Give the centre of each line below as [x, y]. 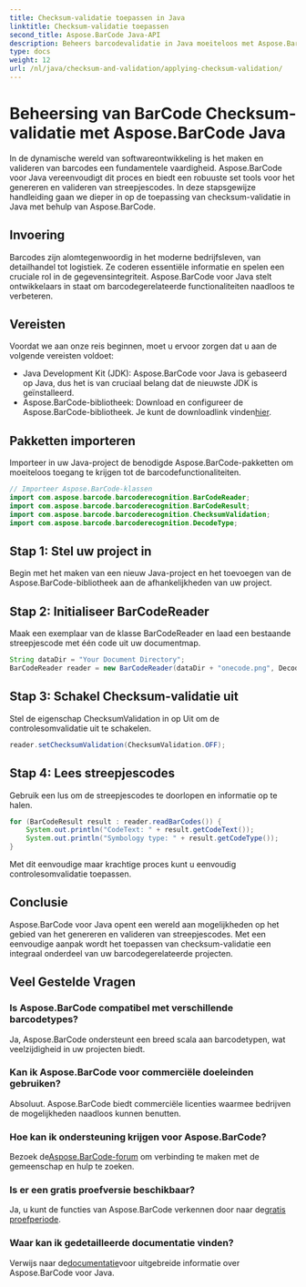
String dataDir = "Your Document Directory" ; [97, 660]
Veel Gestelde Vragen [73, 983]
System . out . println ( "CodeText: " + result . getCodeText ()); [140, 830]
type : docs [30, 52]
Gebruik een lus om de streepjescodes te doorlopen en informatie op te [143, 795]
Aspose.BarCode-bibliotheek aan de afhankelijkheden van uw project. [141, 583]
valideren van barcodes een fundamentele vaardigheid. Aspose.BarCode [146, 167]
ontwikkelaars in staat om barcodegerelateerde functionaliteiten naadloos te [152, 286]
